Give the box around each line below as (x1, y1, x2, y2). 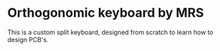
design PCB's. (7, 35, 49, 43)
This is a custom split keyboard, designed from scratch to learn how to (7, 28, 214, 36)
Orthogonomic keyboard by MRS (7, 5, 204, 21)
